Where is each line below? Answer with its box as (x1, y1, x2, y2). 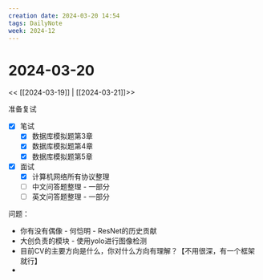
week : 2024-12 (8, 26, 56, 34)
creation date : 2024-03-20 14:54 (8, 11, 120, 20)
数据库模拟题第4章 (31, 141, 94, 151)
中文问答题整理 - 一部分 (31, 181, 110, 191)
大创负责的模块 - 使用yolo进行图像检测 (19, 236, 147, 246)
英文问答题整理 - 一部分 (31, 192, 110, 201)
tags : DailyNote (8, 19, 63, 27)
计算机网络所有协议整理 (31, 172, 110, 181)
